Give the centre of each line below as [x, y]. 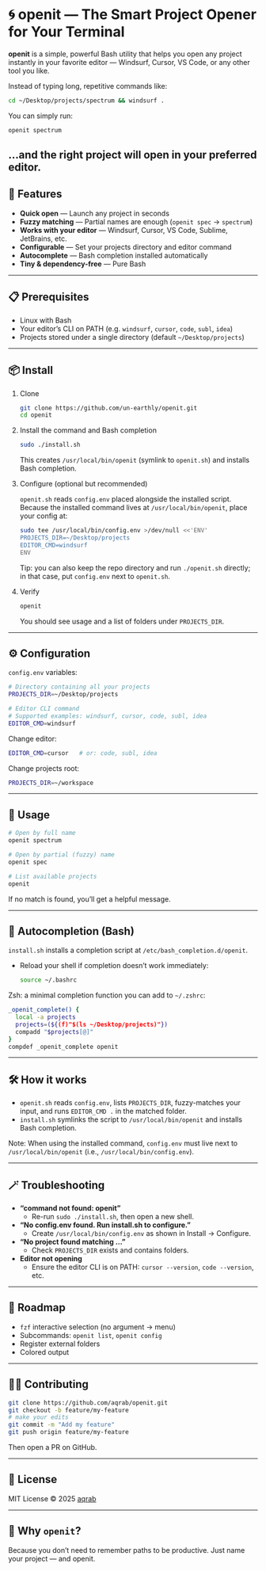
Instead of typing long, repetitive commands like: [88, 86]
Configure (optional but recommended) [84, 484]
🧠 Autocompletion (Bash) [71, 931]
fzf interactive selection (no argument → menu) [98, 1327]
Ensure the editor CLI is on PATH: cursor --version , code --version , [142, 1267]
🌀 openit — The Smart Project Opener [133, 15]
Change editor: [32, 738]
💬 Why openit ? [45, 1531]
